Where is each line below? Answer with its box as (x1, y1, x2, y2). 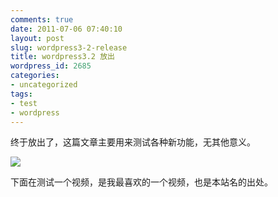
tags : (10, 89, 33, 99)
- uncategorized (10, 80, 78, 90)
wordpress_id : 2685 (10, 61, 92, 71)
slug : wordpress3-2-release (10, 42, 128, 53)
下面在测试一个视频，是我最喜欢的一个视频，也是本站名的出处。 (10, 176, 273, 188)
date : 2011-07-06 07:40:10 (10, 24, 123, 34)
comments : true (10, 14, 74, 25)
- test (10, 98, 38, 108)
